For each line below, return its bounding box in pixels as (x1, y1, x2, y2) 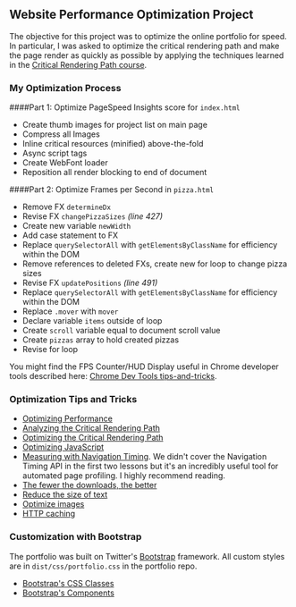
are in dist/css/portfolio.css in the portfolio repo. (9, 561, 198, 571)
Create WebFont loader (21, 157, 109, 168)
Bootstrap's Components (21, 587, 114, 598)
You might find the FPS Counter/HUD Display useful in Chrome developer (9, 361, 279, 372)
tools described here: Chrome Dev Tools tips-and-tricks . (9, 371, 217, 382)
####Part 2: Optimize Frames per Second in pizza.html (9, 184, 215, 195)
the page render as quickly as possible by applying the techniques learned (9, 49, 284, 61)
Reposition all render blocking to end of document (21, 167, 207, 178)
